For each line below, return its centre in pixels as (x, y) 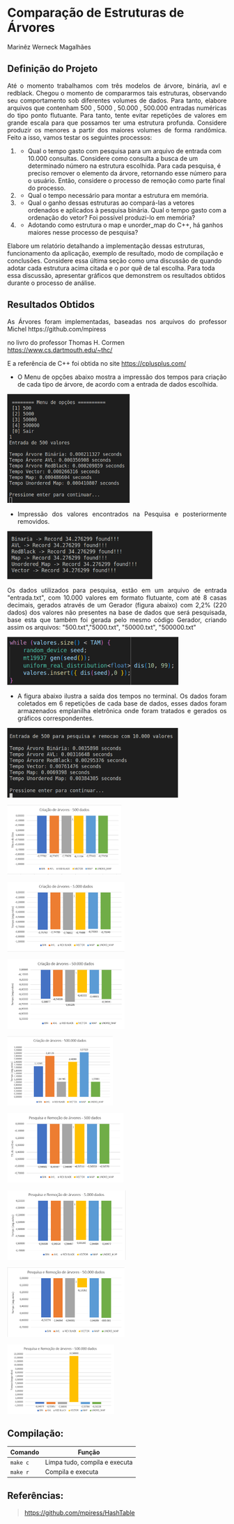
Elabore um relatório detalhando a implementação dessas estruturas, (106, 246)
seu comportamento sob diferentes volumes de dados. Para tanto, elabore (117, 100)
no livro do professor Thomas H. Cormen (66, 342)
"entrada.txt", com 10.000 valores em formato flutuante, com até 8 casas (117, 598)
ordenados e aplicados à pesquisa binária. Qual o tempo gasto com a (127, 210)
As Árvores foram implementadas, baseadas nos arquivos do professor (117, 321)
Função (89, 1452)
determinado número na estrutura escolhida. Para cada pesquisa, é (124, 166)
